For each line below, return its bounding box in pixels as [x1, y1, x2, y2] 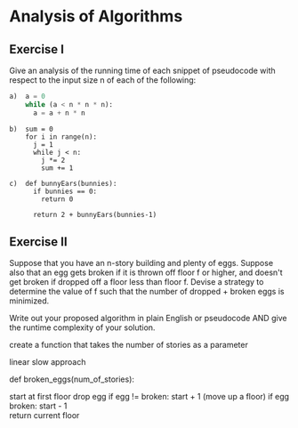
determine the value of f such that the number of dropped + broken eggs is [9, 287, 285, 297]
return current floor [9, 410, 80, 421]
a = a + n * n [32, 109, 86, 117]
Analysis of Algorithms [9, 6, 183, 27]
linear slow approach [9, 357, 86, 367]
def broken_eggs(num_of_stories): [9, 374, 135, 384]
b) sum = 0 [9, 125, 53, 133]
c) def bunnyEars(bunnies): [9, 179, 117, 188]
